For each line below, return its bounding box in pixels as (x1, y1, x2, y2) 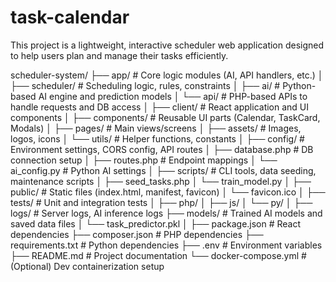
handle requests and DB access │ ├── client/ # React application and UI (10, 101, 310, 113)
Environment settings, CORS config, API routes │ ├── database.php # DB (10, 143, 314, 155)
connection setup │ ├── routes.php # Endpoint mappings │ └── (10, 154, 278, 166)
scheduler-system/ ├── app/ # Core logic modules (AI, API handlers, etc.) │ (10, 69, 324, 81)
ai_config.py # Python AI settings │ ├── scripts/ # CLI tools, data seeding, (10, 164, 317, 176)
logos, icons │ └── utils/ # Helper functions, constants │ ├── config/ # (10, 132, 305, 145)
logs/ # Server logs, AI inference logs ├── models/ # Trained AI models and (10, 207, 323, 219)
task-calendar (10, 6, 130, 29)
